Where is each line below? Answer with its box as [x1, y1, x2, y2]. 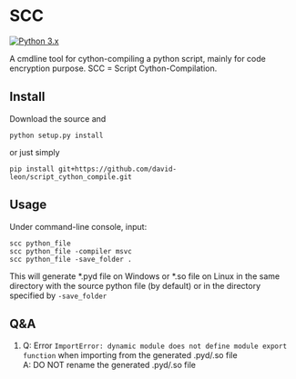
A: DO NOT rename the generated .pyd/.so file [22, 360, 196, 371]
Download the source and [9, 113, 107, 124]
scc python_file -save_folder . [9, 254, 132, 264]
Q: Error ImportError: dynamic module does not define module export [22, 340, 288, 351]
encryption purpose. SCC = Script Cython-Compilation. [9, 63, 218, 74]
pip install [9, 165, 55, 174]
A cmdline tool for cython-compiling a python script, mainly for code [9, 53, 266, 64]
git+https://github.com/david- [57, 165, 178, 174]
